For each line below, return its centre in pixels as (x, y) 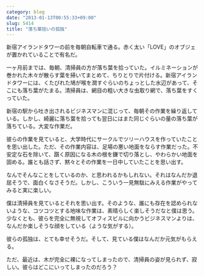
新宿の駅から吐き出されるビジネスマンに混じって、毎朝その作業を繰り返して (102, 111)
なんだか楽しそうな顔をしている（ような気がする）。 (72, 226)
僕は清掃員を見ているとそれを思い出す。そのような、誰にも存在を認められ (100, 203)
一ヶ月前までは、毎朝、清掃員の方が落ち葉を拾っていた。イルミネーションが (102, 68)
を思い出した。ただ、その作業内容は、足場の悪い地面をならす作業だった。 (100, 147)
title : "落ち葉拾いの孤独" (37, 29)
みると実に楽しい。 (30, 190)
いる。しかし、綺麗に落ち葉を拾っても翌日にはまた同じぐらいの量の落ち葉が (102, 119)
